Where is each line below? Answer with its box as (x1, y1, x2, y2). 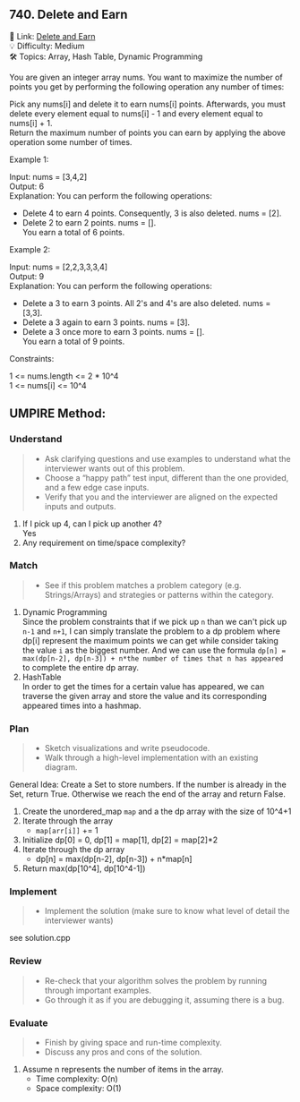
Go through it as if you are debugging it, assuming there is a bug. (44, 994, 285, 1005)
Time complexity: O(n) (35, 1073, 118, 1084)
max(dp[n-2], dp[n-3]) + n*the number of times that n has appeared (21, 654, 284, 663)
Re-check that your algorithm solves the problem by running (44, 975, 267, 986)
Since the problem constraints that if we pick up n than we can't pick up (21, 616, 287, 627)
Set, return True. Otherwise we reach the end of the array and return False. (9, 789, 287, 799)
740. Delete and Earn (9, 7, 128, 22)
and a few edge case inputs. (44, 482, 150, 492)
